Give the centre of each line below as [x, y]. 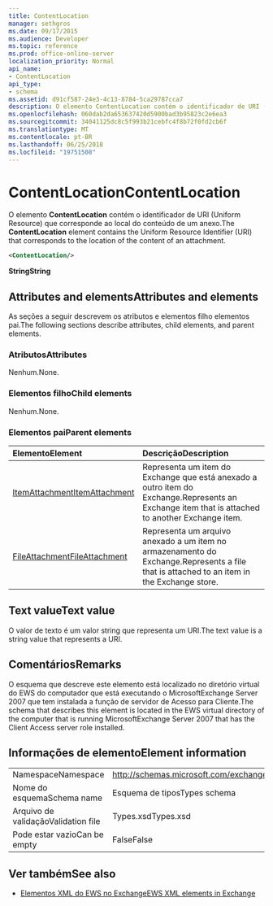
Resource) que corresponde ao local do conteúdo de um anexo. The [122, 224]
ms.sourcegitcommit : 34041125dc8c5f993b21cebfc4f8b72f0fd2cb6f [118, 122]
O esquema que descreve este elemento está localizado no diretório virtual [134, 684]
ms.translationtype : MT [49, 129]
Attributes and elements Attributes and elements [133, 296]
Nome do [30, 788]
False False [132, 840]
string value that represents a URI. [65, 638]
